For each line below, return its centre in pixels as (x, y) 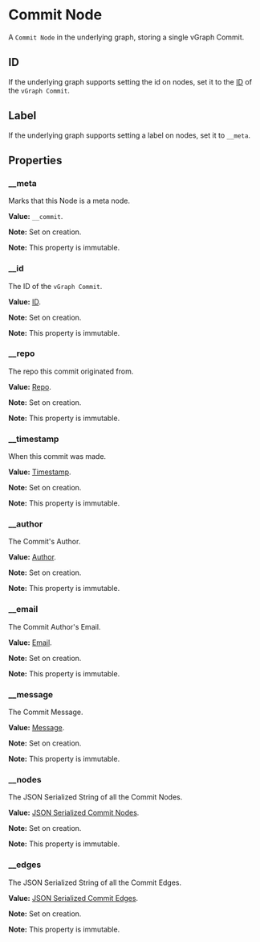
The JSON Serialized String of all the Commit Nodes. (95, 797)
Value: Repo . (30, 386)
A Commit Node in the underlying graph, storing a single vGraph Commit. (126, 37)
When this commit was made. (57, 457)
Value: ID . (25, 302)
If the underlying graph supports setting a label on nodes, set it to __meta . (130, 135)
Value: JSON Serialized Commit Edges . (73, 898)
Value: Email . (30, 642)
